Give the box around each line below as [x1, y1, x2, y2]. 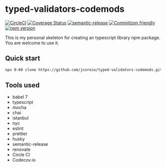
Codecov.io [12, 157, 36, 163]
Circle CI [12, 152, 30, 158]
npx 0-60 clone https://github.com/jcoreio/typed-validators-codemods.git [5, 67, 163, 72]
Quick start [5, 54, 41, 63]
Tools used [5, 81, 40, 89]
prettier [12, 131, 28, 137]
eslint [12, 125, 24, 131]
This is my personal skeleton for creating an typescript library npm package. [5, 35, 161, 41]
